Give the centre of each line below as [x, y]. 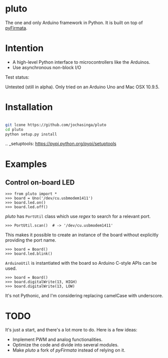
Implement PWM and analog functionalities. [57, 339]
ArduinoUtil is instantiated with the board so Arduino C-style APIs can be [81, 263]
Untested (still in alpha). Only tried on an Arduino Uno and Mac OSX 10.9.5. [82, 87]
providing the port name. [31, 240]
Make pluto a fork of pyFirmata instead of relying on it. [69, 350]
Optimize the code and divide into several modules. [65, 345]
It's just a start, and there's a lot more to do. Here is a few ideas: [71, 330]
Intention [24, 48]
